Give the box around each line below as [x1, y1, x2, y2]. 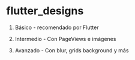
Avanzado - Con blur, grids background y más [14, 46, 129, 54]
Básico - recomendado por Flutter [14, 24, 99, 31]
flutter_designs [6, 4, 84, 18]
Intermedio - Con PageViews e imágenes [14, 35, 116, 42]
